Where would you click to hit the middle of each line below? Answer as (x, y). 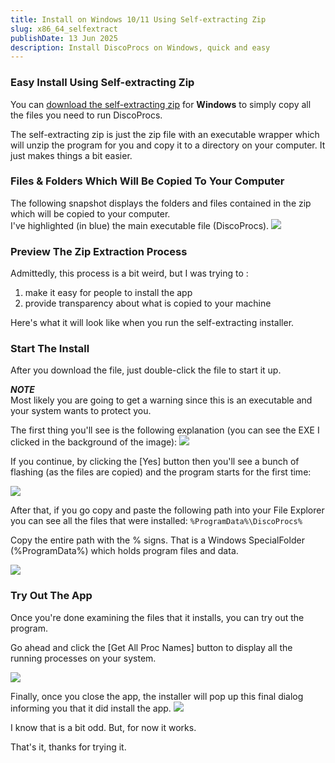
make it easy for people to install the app (108, 293)
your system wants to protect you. (81, 411)
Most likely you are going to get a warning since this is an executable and (161, 400)
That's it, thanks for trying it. (68, 747)
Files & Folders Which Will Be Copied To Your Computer (147, 181)
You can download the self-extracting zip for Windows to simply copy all (161, 104)
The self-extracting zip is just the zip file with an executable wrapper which (165, 134)
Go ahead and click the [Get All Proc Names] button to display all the (151, 647)
